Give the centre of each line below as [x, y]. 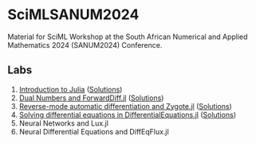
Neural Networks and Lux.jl [64, 123]
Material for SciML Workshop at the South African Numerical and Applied [128, 37]
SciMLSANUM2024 [73, 15]
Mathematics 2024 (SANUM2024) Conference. [85, 45]
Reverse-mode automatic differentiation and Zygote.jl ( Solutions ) [125, 106]
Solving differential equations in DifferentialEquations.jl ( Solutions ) [128, 115]
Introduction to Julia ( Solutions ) [71, 89]
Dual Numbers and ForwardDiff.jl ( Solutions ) [91, 98]
